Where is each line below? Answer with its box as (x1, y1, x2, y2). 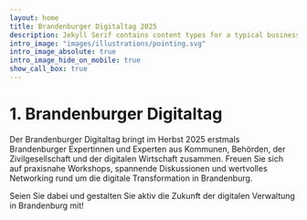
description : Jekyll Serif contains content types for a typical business (9, 30, 301, 39)
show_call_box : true (9, 65, 89, 74)
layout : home (9, 13, 59, 23)
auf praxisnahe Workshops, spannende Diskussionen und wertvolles (9, 162, 268, 173)
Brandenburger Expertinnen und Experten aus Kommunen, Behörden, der (9, 143, 286, 154)
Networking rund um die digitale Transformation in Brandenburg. (9, 173, 253, 183)
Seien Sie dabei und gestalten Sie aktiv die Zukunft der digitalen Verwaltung (9, 190, 295, 201)
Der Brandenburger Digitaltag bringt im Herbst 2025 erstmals (9, 133, 240, 144)
